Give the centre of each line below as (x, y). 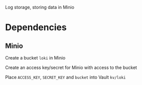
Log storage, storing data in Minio (40, 7)
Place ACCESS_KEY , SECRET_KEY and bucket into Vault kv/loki (66, 77)
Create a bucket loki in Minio (35, 58)
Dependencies (36, 27)
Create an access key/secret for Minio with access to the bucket (71, 67)
